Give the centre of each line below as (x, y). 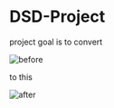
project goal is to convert (56, 42)
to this (21, 77)
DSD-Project (57, 17)
